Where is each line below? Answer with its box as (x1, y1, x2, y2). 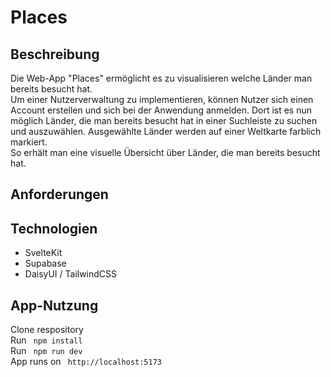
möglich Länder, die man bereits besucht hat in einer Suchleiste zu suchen (10, 115, 318, 126)
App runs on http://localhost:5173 (10, 356, 162, 368)
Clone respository (10, 324, 84, 336)
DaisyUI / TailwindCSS (24, 268, 118, 280)
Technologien (10, 220, 98, 237)
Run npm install (10, 334, 83, 346)
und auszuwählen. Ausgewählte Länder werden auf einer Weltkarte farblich (10, 126, 322, 137)
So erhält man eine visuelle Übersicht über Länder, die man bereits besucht (10, 147, 321, 158)
